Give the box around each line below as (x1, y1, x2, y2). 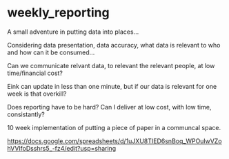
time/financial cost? (7, 69, 63, 77)
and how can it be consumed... (7, 48, 95, 56)
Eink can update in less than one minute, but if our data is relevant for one (7, 82, 217, 90)
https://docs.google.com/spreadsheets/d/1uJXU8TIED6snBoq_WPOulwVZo (7, 136, 222, 145)
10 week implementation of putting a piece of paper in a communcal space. (7, 123, 221, 131)
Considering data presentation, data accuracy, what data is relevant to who (7, 41, 221, 49)
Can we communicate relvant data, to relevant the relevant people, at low (7, 61, 215, 70)
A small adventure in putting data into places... (7, 28, 139, 36)
